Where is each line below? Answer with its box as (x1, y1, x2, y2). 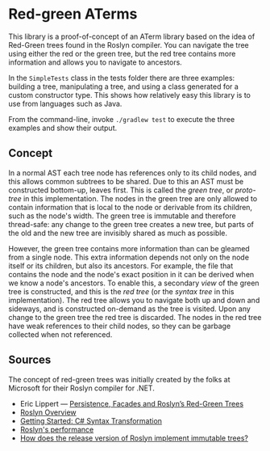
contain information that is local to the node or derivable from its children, (8, 202, 252, 212)
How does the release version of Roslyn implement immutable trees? (19, 433, 248, 443)
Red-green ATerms (8, 5, 138, 23)
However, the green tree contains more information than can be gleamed (8, 243, 250, 253)
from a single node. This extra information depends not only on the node (8, 252, 250, 262)
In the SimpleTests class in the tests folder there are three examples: (8, 73, 235, 82)
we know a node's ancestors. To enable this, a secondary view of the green (8, 278, 260, 288)
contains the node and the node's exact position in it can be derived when (8, 269, 255, 279)
